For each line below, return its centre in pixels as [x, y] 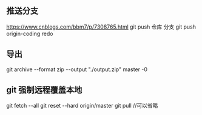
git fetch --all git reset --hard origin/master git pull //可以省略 [82, 106]
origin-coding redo [30, 33]
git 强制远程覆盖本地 [44, 90]
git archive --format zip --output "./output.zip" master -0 [77, 69]
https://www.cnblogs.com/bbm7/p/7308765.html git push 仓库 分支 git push [101, 27]
